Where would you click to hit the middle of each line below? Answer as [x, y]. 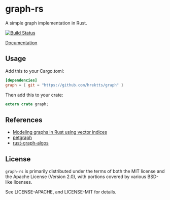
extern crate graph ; [27, 104]
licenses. [23, 182]
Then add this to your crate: [34, 95]
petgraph [22, 137]
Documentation [21, 42]
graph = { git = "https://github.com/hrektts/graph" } [64, 85]
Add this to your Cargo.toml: [35, 71]
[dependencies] [21, 80]
